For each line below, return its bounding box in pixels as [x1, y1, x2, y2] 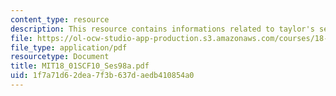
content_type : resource [10, 14, 110, 25]
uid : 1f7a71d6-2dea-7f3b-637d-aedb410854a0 [10, 71, 195, 81]
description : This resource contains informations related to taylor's [10, 24, 315, 34]
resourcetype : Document [10, 52, 110, 62]
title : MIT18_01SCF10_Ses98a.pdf [10, 61, 150, 71]
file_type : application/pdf [10, 42, 128, 53]
